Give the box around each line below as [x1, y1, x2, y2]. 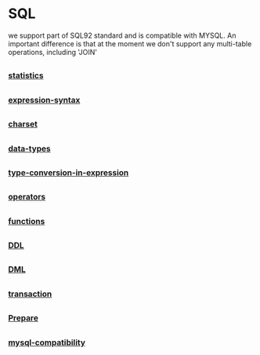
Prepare [8, 313, 39, 324]
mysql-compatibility [8, 337, 86, 348]
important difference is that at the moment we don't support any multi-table [8, 38, 252, 48]
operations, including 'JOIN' [8, 47, 98, 57]
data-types [8, 143, 51, 154]
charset [8, 119, 38, 130]
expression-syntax [8, 94, 81, 105]
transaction [8, 288, 52, 299]
